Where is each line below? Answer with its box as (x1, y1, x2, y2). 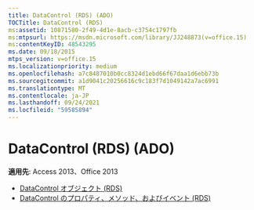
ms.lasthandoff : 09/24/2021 (8, 99, 100, 107)
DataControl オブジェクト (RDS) (19, 183, 123, 193)
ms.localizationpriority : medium (8, 63, 118, 71)
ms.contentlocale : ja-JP (8, 92, 89, 100)
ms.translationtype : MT (8, 84, 86, 92)
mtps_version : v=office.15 (8, 56, 96, 63)
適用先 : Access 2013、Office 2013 (8, 166, 118, 176)
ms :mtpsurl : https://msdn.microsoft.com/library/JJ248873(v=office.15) (8, 33, 247, 42)
